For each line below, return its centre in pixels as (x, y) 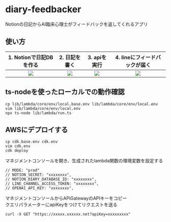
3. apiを (97, 57)
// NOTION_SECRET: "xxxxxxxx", (38, 175)
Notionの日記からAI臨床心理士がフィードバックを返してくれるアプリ (77, 24)
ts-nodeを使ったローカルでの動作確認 (65, 92)
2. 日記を (70, 57)
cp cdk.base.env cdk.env (32, 142)
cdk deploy (17, 151)
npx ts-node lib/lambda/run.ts (38, 113)
